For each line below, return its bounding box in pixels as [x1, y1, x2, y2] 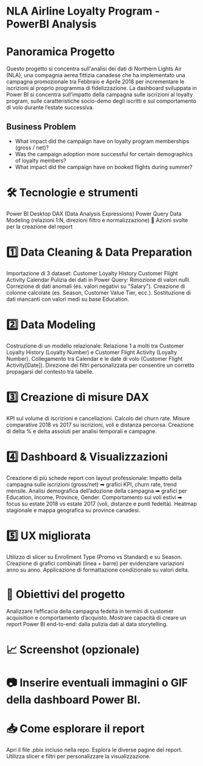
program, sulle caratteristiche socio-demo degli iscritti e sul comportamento [6, 97, 197, 104]
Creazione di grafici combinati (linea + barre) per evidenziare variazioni [6, 559, 184, 567]
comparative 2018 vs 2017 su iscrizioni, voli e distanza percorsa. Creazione [6, 421, 194, 428]
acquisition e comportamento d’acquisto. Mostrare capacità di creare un [6, 614, 187, 621]
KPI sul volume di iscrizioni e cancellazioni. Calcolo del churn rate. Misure [6, 414, 190, 422]
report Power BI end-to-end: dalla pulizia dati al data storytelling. [6, 620, 168, 628]
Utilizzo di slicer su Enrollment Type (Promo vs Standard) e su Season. [6, 553, 182, 560]
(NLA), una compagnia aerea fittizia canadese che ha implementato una [6, 72, 186, 79]
